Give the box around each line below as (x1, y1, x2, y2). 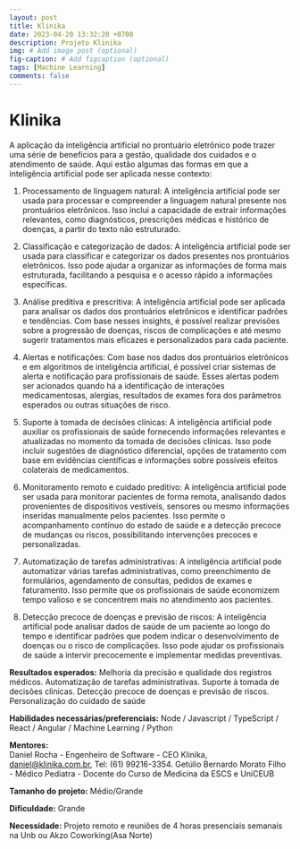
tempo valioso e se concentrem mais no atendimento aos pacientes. (21, 594, 274, 605)
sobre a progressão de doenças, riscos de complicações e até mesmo (21, 324, 281, 336)
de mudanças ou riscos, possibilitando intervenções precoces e (21, 529, 258, 540)
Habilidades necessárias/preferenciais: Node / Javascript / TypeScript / (9, 713, 279, 724)
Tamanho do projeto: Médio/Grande (9, 785, 144, 796)
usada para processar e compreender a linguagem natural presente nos (21, 194, 287, 206)
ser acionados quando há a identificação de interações (21, 380, 225, 390)
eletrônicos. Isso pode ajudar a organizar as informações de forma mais (21, 260, 287, 270)
